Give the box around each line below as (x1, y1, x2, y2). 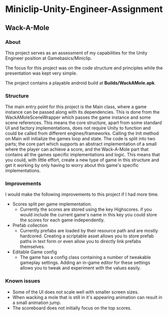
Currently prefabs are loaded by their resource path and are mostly (19, 228, 158, 234)
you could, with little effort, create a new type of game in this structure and (5, 157, 159, 163)
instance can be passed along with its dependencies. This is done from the (5, 109, 160, 115)
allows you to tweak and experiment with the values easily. (19, 265, 141, 271)
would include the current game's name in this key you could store (19, 212, 157, 218)
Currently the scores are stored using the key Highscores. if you (19, 206, 152, 212)
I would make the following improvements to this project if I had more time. (5, 191, 159, 197)
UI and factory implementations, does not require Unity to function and (5, 125, 151, 131)
